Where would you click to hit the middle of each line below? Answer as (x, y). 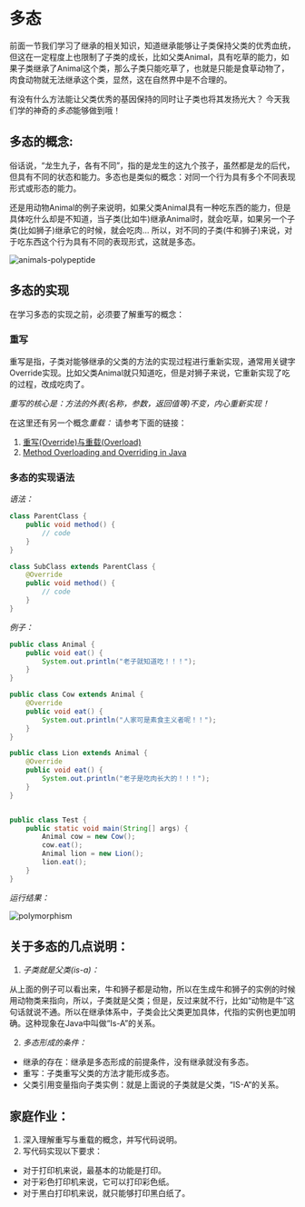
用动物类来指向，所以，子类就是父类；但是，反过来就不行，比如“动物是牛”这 (152, 1001)
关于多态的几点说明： (69, 947)
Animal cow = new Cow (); (89, 837)
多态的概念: (42, 142)
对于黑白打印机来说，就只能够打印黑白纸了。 (106, 1193)
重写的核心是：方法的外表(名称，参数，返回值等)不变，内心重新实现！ (140, 403)
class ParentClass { (49, 516)
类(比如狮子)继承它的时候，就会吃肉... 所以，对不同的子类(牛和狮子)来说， (147, 230)
